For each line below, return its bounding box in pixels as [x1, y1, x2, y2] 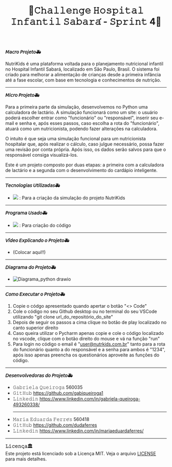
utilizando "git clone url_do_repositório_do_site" [12, 313, 114, 320]
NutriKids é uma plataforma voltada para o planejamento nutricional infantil [5, 60, 164, 67]
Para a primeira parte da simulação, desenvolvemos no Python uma [5, 103, 148, 110]
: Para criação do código [19, 222, 71, 228]
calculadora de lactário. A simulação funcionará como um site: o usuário [5, 109, 158, 115]
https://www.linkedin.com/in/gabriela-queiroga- [39, 395, 141, 401]
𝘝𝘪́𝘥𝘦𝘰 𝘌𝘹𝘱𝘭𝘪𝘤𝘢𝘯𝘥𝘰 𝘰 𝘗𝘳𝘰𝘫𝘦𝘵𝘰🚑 [5, 237, 70, 243]
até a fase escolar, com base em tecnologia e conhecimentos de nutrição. [5, 77, 161, 83]
